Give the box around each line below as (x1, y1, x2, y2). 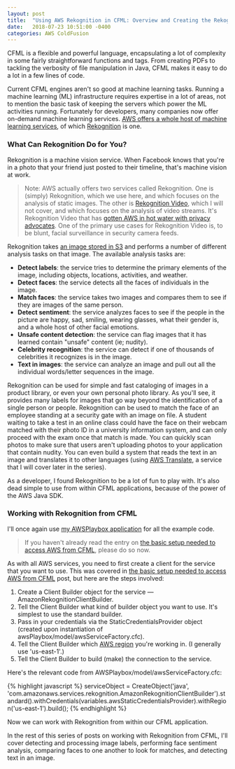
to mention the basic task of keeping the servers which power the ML (7, 99, 208, 109)
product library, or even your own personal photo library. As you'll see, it (7, 388, 215, 396)
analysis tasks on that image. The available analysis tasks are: (7, 249, 186, 258)
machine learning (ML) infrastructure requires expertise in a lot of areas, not (7, 92, 226, 101)
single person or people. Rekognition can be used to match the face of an (7, 403, 219, 412)
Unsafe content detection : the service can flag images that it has (17, 330, 207, 338)
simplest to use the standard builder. (17, 610, 123, 618)
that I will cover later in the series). (7, 463, 107, 471)
